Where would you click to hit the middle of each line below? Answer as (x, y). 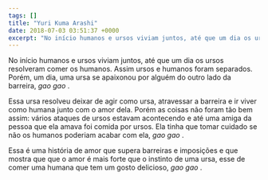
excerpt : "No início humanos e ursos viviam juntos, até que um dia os (130, 38)
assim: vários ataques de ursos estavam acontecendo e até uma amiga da (130, 118)
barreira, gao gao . (39, 86)
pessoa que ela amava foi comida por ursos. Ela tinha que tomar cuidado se (133, 127)
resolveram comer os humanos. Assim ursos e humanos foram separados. (130, 69)
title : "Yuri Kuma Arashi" (53, 23)
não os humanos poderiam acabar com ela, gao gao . (97, 135)
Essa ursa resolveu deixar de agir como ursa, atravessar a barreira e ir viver (132, 101)
